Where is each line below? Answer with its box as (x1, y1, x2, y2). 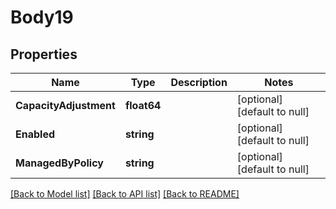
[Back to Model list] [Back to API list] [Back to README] (10, 188, 240, 200)
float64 (124, 99, 162, 112)
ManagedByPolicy (15, 156, 104, 170)
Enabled (15, 127, 56, 141)
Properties (10, 46, 78, 63)
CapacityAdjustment (15, 99, 116, 112)
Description (170, 76, 228, 89)
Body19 (10, 6, 74, 29)
